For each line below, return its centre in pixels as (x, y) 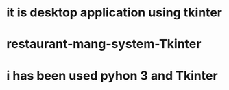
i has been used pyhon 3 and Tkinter (112, 75)
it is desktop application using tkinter (114, 13)
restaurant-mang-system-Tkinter (104, 44)
